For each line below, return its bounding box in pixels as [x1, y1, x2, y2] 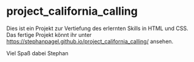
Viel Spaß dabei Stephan [6, 49, 69, 56]
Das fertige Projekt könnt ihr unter [6, 31, 92, 38]
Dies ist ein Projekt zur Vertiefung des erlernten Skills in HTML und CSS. [6, 25, 188, 32]
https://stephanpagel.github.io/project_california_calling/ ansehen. [6, 37, 174, 45]
